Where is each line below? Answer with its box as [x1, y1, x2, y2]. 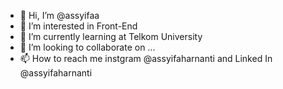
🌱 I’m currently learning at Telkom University [19, 31, 203, 42]
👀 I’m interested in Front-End [19, 20, 138, 32]
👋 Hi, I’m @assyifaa [19, 10, 100, 21]
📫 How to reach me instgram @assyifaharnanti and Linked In [19, 53, 273, 64]
